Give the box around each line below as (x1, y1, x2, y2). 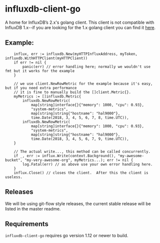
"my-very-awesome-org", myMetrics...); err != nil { (24, 158, 133, 162)
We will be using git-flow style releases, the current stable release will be (5, 200, 151, 207)
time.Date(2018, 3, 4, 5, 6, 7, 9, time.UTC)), (31, 136, 129, 141)
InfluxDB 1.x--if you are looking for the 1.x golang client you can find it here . (5, 24, 156, 30)
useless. (5, 175, 23, 179)
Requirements (5, 220, 48, 228)
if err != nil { (14, 60, 47, 65)
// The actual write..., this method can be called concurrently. (14, 149, 151, 154)
